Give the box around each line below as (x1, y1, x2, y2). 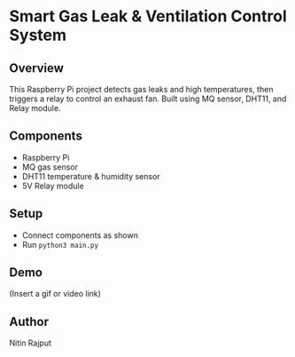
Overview (9, 60, 65, 75)
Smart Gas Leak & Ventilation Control (9, 6, 288, 27)
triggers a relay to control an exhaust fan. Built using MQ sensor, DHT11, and (9, 93, 287, 104)
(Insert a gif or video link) (9, 289, 102, 299)
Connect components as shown (21, 229, 139, 241)
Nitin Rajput (9, 337, 51, 348)
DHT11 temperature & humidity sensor (21, 171, 161, 181)
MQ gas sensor (21, 162, 78, 172)
